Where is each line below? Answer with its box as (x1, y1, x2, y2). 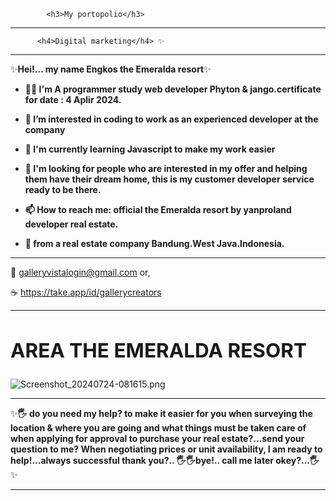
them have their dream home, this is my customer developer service (24, 173, 315, 185)
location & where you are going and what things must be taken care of (10, 422, 307, 434)
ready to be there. (24, 184, 102, 195)
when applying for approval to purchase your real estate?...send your (10, 433, 305, 445)
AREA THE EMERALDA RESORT (10, 338, 307, 364)
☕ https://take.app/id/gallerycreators (10, 286, 162, 298)
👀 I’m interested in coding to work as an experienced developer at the (24, 113, 319, 125)
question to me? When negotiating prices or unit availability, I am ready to (10, 443, 323, 455)
